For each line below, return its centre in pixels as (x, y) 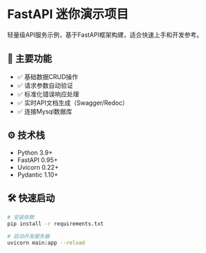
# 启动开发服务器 (28, 236)
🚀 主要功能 (29, 59)
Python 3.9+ (35, 152)
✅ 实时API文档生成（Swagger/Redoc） (73, 103)
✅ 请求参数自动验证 (45, 85)
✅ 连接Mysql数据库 (45, 111)
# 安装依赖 (21, 218)
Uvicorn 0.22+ (38, 167)
